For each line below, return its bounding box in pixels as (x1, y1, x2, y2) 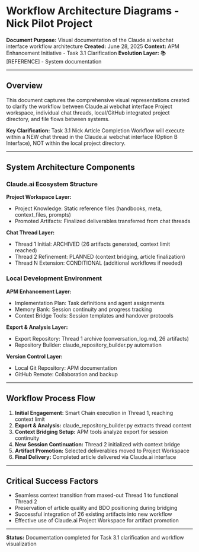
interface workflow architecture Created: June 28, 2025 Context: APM (6, 43, 179, 50)
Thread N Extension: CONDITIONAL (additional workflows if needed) (14, 259, 182, 267)
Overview (6, 81, 43, 91)
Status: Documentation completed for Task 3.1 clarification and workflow (6, 534, 185, 541)
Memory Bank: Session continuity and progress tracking (14, 306, 152, 313)
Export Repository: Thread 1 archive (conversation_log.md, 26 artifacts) (14, 335, 190, 342)
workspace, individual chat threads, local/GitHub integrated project (6, 109, 170, 116)
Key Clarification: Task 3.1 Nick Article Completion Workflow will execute (6, 126, 185, 134)
